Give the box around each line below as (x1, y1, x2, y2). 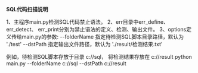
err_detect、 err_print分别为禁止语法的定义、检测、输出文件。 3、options (6, 26, 187, 33)
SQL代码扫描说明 (6, 6, 48, 12)
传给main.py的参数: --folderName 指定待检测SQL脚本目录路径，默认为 (11, 33, 184, 40)
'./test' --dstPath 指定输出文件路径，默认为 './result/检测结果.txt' (6, 41, 163, 47)
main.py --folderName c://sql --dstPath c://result (6, 60, 126, 67)
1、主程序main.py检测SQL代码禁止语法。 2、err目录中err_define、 (6, 18, 169, 26)
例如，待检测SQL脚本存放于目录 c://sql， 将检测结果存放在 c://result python (6, 53, 192, 60)
